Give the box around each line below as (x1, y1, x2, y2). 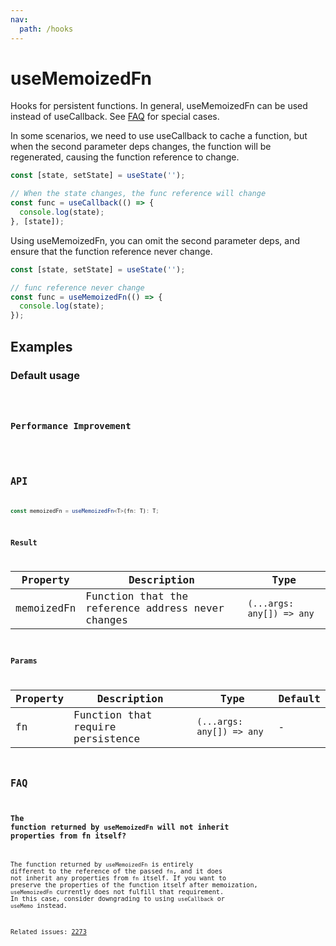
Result (10, 537, 38, 548)
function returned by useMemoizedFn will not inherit (10, 822, 230, 833)
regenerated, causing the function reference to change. (10, 151, 240, 163)
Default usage (10, 368, 80, 382)
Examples (10, 338, 73, 355)
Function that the (85, 590, 189, 603)
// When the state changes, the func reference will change (10, 189, 267, 199)
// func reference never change (10, 282, 145, 293)
